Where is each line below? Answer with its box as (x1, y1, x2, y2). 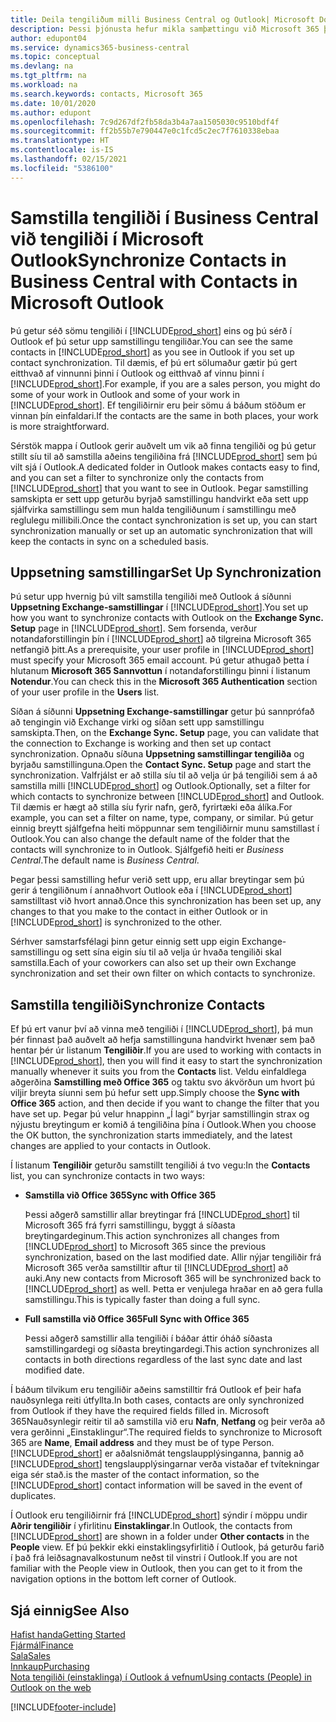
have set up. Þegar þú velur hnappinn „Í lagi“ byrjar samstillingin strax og (10, 1108, 310, 1120)
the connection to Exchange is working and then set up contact (10, 737, 272, 750)
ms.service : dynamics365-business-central (10, 42, 190, 53)
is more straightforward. (10, 420, 110, 432)
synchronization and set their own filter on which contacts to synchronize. (10, 967, 316, 980)
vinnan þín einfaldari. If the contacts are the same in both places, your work (10, 409, 319, 421)
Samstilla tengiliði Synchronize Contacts (10, 996, 266, 1013)
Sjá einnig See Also (10, 1602, 130, 1619)
